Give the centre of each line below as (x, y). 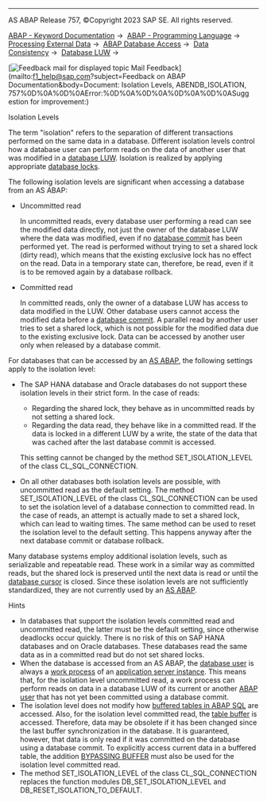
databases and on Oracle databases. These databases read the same (133, 646)
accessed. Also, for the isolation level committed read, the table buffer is (138, 714)
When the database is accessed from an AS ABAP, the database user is (137, 663)
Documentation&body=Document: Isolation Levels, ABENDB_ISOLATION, (128, 85)
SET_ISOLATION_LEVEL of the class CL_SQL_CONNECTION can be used (139, 498)
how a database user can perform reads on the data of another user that (127, 149)
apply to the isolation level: (52, 369)
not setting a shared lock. (73, 417)
